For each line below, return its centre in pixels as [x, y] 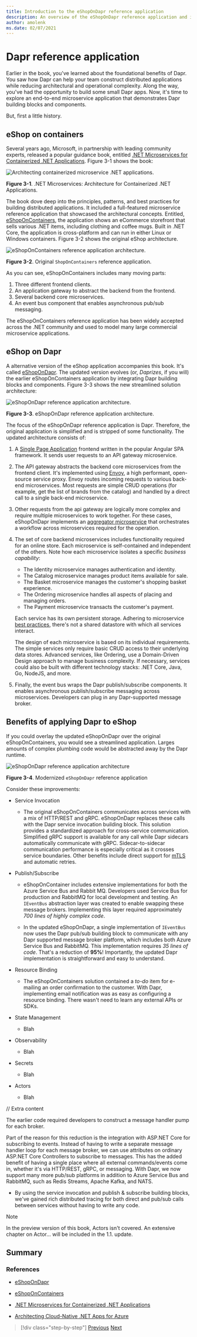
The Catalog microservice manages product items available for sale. [106, 575]
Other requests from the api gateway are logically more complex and [97, 509]
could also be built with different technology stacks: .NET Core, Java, [98, 667]
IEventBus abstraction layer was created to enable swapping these [103, 903]
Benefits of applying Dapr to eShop [71, 722]
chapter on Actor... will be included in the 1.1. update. [69, 1234]
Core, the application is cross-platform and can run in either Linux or [89, 232]
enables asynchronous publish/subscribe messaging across [87, 691]
